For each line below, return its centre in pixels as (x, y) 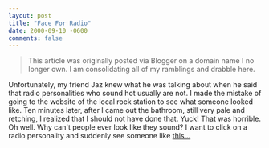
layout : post (30, 16)
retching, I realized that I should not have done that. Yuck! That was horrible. (134, 119)
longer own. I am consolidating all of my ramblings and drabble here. (141, 70)
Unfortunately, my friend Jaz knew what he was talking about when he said (133, 85)
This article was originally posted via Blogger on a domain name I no (141, 61)
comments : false (35, 38)
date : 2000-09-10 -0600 (48, 30)
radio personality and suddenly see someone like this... (100, 136)
